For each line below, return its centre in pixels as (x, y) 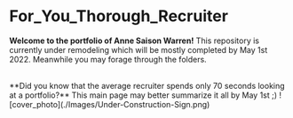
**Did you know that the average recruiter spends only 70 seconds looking (147, 85)
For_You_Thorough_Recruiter (119, 16)
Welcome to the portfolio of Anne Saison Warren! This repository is (135, 41)
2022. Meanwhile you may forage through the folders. (108, 59)
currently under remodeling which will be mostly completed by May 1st (139, 49)
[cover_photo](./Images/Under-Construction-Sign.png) (110, 104)
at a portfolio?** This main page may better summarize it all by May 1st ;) (143, 95)
